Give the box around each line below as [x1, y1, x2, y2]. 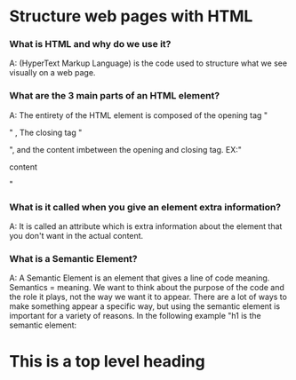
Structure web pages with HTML [9, 6, 253, 27]
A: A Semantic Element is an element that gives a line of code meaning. [9, 273, 270, 283]
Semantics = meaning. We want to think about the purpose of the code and [9, 282, 284, 293]
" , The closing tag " [9, 127, 83, 138]
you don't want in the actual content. [9, 231, 144, 241]
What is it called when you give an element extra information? [9, 201, 282, 213]
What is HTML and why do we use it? [9, 38, 172, 51]
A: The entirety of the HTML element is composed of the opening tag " [9, 109, 268, 121]
